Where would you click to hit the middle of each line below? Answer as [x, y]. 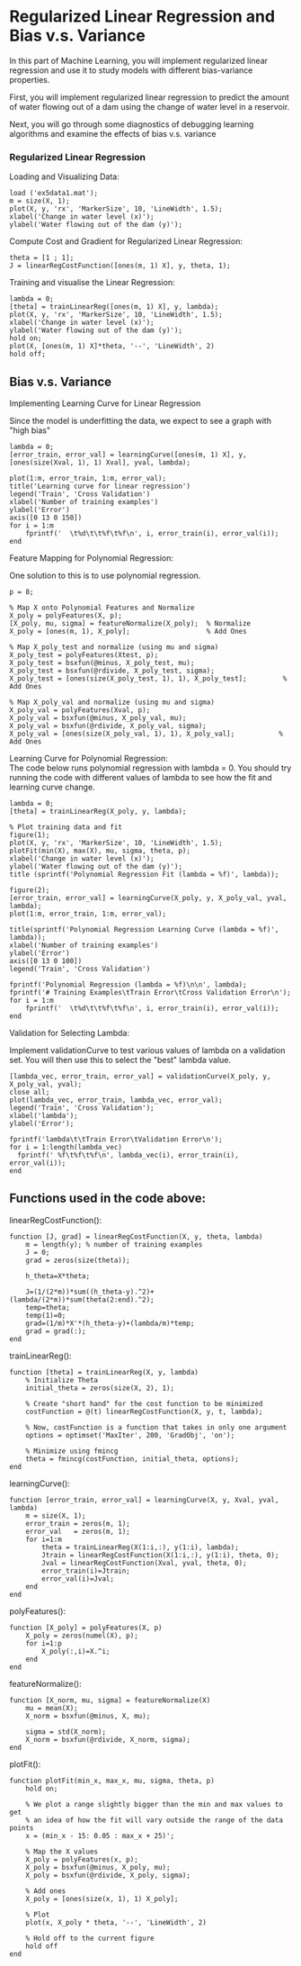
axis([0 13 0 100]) [46, 961]
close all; [30, 1092]
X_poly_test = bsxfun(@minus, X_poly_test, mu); [102, 663]
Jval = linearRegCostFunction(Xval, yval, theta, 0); [144, 1563]
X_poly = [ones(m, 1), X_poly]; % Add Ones [128, 632]
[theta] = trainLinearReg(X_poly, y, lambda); [98, 812]
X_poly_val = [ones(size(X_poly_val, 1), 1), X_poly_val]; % [146, 734]
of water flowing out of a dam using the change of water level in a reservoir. [150, 106]
